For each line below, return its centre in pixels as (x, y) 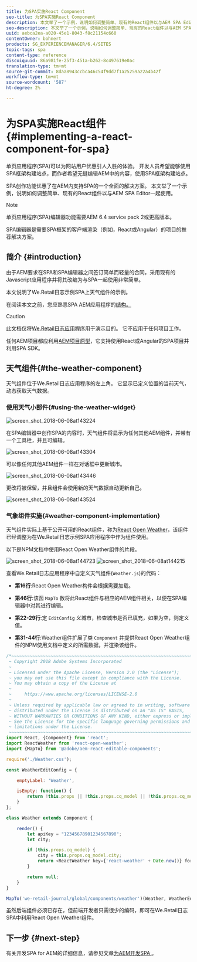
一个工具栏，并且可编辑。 (37, 440)
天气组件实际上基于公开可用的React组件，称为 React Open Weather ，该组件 (97, 530)
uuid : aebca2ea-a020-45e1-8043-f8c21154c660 (61, 33)
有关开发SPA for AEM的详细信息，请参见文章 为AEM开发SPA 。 (81, 953)
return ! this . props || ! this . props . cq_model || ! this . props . (103, 797)
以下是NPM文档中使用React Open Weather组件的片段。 (73, 549)
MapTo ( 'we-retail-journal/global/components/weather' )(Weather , (86, 898)
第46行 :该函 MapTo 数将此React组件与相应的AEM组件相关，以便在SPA (98, 598)
